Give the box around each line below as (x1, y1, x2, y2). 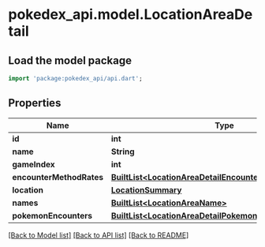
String (110, 146, 136, 157)
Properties (8, 96, 62, 110)
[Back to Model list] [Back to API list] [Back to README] (8, 230, 189, 240)
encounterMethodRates (12, 171, 104, 182)
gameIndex (12, 159, 55, 170)
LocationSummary (110, 184, 182, 195)
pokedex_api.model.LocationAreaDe (8, 6, 253, 24)
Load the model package (8, 54, 132, 67)
